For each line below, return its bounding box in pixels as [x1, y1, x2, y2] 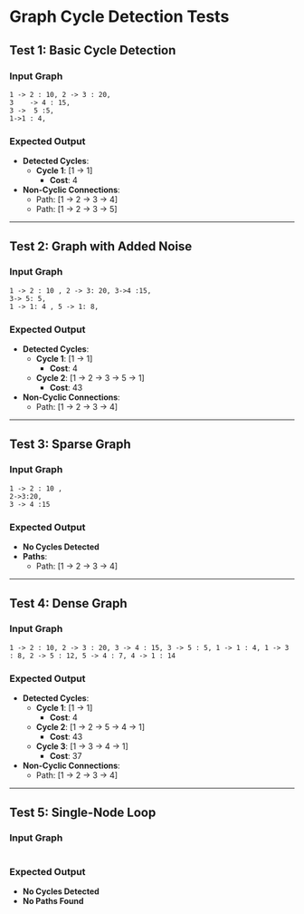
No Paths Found [22, 896, 84, 907]
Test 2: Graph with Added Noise [9, 238, 193, 254]
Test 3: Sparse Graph [9, 436, 131, 452]
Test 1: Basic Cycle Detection [9, 43, 176, 58]
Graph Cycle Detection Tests [9, 6, 230, 27]
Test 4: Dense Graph [9, 596, 128, 611]
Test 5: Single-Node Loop [9, 804, 157, 820]
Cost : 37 [49, 751, 82, 762]
